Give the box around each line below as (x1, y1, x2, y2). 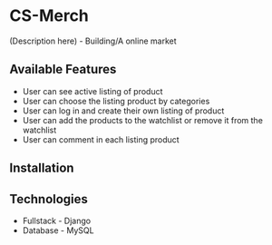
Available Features (9, 62, 117, 77)
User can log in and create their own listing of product (22, 105, 225, 116)
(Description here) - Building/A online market (9, 35, 177, 46)
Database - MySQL (22, 224, 94, 236)
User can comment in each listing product (22, 133, 180, 145)
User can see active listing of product (22, 85, 163, 96)
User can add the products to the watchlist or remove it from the (22, 114, 263, 125)
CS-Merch (9, 5, 89, 26)
